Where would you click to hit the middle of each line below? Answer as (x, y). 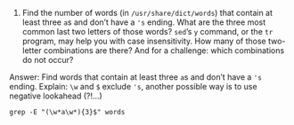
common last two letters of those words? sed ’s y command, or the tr (147, 31)
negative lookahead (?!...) (56, 96)
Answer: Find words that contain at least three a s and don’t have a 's (136, 77)
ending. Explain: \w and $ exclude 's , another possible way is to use (133, 86)
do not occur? (48, 60)
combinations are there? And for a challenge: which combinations (164, 51)
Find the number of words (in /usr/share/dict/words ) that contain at (147, 13)
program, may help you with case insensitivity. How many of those (144, 41)
